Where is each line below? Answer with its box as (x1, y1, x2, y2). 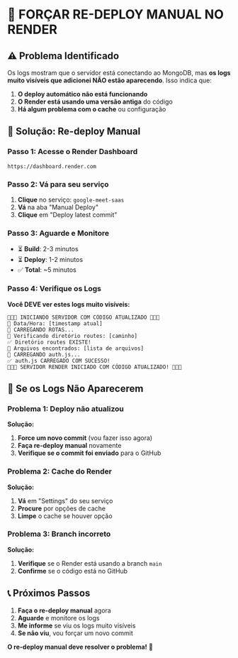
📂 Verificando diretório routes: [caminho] (7, 332, 138, 339)
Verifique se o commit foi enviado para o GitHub (17, 449, 161, 457)
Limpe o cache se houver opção (17, 511, 113, 520)
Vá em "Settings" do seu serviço (17, 496, 113, 505)
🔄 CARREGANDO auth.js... (7, 351, 81, 358)
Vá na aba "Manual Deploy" (17, 202, 99, 212)
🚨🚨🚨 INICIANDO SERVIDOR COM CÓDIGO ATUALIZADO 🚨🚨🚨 (7, 314, 160, 321)
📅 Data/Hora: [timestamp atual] (7, 319, 103, 327)
